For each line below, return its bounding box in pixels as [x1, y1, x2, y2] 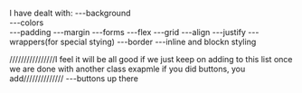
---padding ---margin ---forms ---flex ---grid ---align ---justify [9, 27, 247, 37]
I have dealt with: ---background [9, 8, 131, 18]
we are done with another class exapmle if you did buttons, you [9, 63, 246, 74]
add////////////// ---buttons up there [9, 73, 138, 84]
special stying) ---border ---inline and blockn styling [60, 36, 257, 47]
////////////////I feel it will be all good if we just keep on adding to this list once [9, 54, 293, 64]
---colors [9, 17, 44, 28]
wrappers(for [9, 36, 59, 47]
